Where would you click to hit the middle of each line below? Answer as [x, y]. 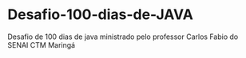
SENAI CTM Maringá [42, 44]
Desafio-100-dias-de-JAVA [100, 15]
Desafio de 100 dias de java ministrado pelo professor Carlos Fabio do [123, 37]
